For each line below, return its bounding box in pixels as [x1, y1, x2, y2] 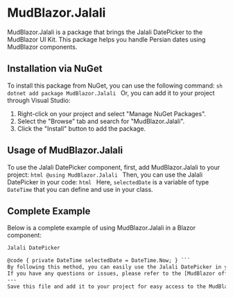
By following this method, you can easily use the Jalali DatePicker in [7, 264, 222, 271]
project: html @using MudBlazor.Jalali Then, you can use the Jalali [7, 170, 203, 179]
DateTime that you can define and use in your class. [7, 185, 154, 193]
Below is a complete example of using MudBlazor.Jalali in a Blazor [7, 224, 196, 232]
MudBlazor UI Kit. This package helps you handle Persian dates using [7, 35, 206, 43]
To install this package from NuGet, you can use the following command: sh [7, 81, 223, 90]
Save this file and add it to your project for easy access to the [7, 283, 207, 290]
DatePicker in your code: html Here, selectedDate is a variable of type [7, 177, 209, 186]
